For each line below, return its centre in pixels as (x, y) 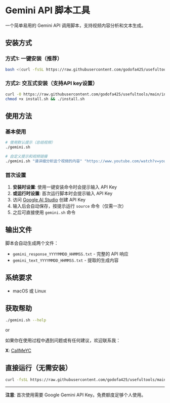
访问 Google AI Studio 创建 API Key (49, 200)
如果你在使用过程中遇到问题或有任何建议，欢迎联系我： (63, 341)
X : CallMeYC (18, 351)
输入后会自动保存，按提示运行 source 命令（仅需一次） (69, 206)
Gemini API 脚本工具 (48, 10)
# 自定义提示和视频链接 (27, 156)
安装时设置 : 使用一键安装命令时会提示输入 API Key (65, 187)
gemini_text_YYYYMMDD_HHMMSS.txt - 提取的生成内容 (66, 260)
